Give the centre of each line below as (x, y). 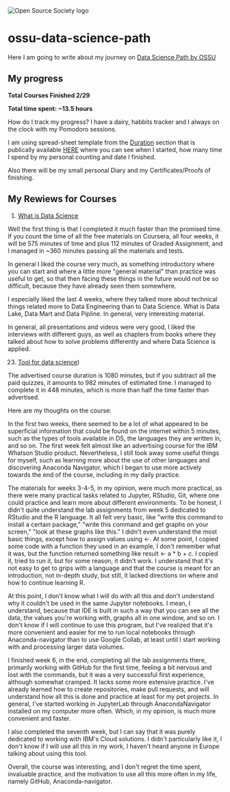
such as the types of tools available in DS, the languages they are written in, (115, 438)
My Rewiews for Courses (62, 199)
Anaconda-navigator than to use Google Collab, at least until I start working (114, 639)
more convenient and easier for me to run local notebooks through (102, 632)
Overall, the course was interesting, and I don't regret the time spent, (105, 767)
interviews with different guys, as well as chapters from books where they (112, 334)
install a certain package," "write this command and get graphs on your (108, 524)
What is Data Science (48, 215)
